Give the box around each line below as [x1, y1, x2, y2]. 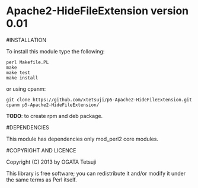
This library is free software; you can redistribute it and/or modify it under [6, 170, 186, 177]
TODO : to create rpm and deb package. [6, 112, 103, 119]
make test [6, 69, 31, 75]
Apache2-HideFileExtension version [6, 4, 189, 18]
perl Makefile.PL [6, 59, 49, 65]
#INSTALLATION [6, 36, 46, 43]
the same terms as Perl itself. [6, 176, 77, 183]
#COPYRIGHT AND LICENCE [6, 146, 76, 154]
